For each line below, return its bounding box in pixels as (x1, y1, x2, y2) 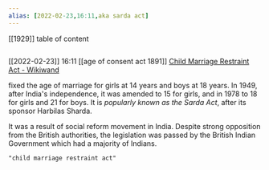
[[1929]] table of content (8, 34, 90, 43)
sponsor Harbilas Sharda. (8, 106, 92, 115)
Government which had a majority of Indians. (8, 138, 157, 148)
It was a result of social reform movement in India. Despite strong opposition (8, 121, 261, 131)
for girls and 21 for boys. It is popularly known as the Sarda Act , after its (8, 97, 247, 107)
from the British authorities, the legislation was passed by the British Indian (8, 130, 256, 140)
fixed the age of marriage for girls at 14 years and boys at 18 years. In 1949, (8, 80, 258, 90)
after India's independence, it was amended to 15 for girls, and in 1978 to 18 (8, 89, 258, 99)
